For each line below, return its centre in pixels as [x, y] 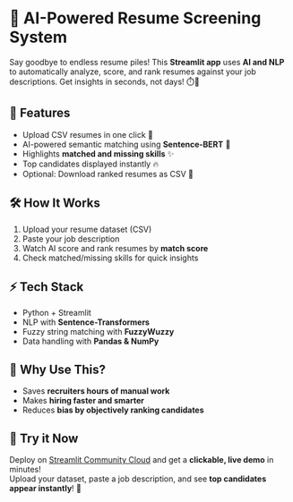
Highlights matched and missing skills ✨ [98, 153]
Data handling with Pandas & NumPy [90, 341]
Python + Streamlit [56, 313]
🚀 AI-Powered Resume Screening [135, 18]
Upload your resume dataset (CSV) [87, 229]
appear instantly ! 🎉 [46, 488]
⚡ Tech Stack [47, 287]
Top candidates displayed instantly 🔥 [90, 164]
